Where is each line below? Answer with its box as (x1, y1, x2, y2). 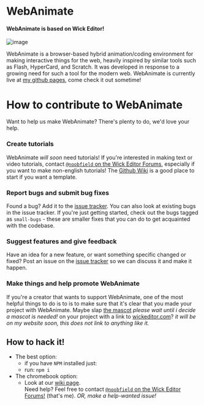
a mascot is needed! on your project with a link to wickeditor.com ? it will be (6, 313, 196, 320)
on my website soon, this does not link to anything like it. (6, 319, 149, 327)
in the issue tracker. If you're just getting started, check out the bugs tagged (6, 209, 198, 216)
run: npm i (24, 366, 50, 374)
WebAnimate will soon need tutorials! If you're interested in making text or (6, 154, 193, 161)
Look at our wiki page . (24, 379, 81, 387)
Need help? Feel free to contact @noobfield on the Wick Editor (24, 385, 181, 393)
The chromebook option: (15, 373, 78, 380)
